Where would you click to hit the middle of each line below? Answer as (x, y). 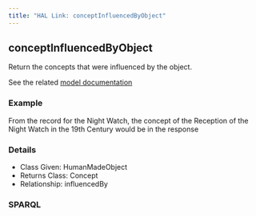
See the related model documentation (70, 82)
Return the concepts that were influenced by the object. (100, 67)
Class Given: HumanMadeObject (74, 167)
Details (22, 150)
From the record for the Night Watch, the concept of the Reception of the (129, 120)
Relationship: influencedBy (64, 184)
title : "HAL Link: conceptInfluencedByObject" (87, 16)
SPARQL (25, 204)
